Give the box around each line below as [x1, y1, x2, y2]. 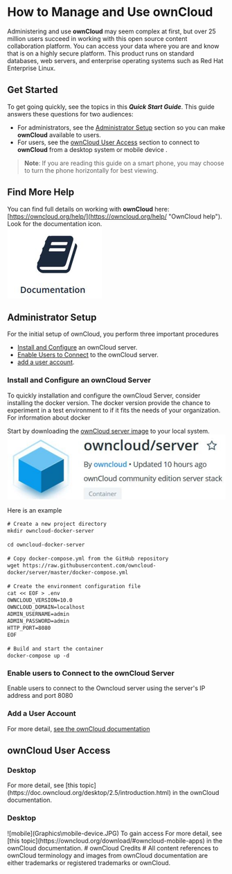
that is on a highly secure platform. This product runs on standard [7, 49, 195, 58]
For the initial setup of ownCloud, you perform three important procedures [7, 330, 220, 339]
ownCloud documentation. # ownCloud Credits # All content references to [7, 843, 219, 852]
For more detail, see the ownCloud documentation [7, 724, 150, 732]
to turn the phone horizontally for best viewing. [24, 166, 159, 174]
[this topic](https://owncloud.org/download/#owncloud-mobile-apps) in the [7, 837, 223, 845]
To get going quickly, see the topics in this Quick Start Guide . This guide [7, 102, 215, 111]
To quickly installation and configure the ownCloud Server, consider [7, 391, 201, 400]
